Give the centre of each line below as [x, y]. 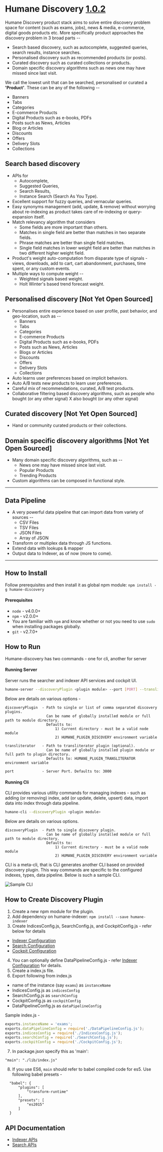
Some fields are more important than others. [64, 227]
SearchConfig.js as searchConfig [45, 995]
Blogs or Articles [36, 352]
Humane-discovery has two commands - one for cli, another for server [76, 658]
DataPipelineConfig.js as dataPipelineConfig [57, 1005]
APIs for [20, 175]
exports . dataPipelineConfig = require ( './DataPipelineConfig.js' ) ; [75, 1028]
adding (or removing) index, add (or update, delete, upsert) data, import [77, 798]
